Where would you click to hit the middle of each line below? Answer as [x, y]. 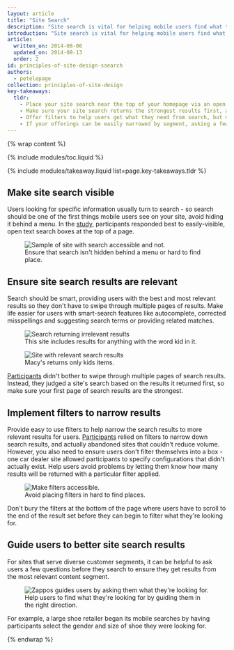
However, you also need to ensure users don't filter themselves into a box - [115, 451]
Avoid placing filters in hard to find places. [85, 495]
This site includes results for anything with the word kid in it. [111, 341]
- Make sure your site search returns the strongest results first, [121, 111]
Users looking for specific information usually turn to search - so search [110, 209]
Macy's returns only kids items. [70, 362]
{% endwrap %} [30, 639]
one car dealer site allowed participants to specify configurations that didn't [116, 459]
